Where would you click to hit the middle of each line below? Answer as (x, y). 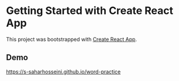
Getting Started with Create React (90, 11)
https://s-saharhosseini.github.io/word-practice (63, 72)
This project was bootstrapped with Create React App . (72, 39)
